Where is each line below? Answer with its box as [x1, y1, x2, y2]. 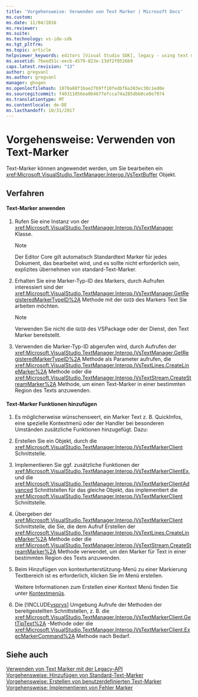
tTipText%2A [14, 620, 47, 627]
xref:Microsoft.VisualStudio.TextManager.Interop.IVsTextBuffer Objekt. [6, 171, 177, 178]
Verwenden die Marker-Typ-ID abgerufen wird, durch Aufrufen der [14, 343, 177, 350]
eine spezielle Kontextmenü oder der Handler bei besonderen [14, 420, 164, 427]
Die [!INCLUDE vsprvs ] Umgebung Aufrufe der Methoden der [14, 601, 163, 608]
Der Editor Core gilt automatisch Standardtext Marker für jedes [14, 253, 167, 260]
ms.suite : [6, 31, 31, 37]
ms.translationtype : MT [6, 96, 65, 102]
